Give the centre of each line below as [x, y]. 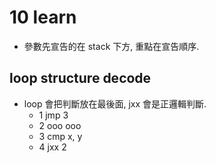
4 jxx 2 [52, 147]
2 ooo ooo [60, 125]
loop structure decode [80, 78]
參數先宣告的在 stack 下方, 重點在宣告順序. [111, 46]
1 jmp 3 [53, 115]
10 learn [43, 17]
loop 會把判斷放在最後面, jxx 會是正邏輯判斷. [115, 103]
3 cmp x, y [60, 136]
